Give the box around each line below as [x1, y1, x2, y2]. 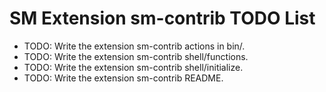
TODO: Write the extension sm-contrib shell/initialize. [23, 61, 244, 73]
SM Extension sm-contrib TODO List [9, 7, 316, 30]
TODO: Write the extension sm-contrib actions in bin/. [23, 40, 246, 52]
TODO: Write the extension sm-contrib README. [23, 72, 224, 84]
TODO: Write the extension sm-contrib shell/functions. [23, 50, 249, 62]
